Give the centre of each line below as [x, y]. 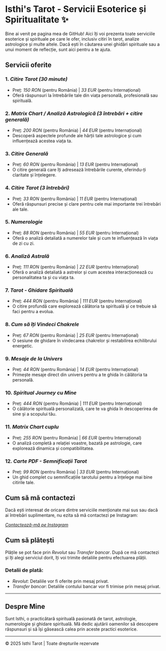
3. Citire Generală [27, 154]
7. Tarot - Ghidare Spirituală [39, 290]
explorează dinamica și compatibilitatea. [53, 448]
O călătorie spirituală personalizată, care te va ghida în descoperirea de [85, 409]
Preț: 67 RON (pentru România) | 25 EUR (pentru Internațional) [75, 335]
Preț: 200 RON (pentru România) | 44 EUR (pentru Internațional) [77, 130]
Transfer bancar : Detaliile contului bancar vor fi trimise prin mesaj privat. [86, 586]
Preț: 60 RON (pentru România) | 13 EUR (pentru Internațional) [75, 164]
